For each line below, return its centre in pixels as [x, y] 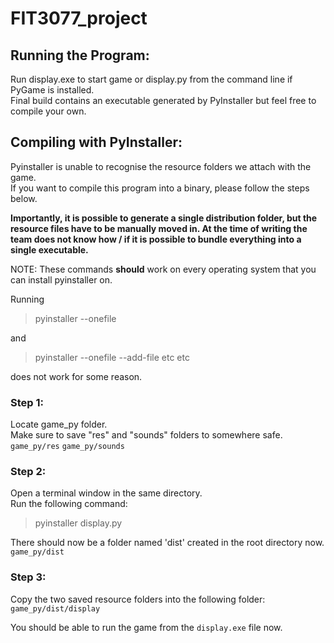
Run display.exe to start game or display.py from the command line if [151, 79]
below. [24, 198]
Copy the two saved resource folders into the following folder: [138, 599]
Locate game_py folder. [59, 424]
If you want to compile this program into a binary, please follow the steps [160, 188]
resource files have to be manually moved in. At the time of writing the [159, 228]
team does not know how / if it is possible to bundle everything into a [156, 239]
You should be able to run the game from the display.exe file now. [146, 627]
